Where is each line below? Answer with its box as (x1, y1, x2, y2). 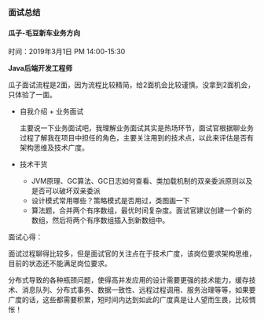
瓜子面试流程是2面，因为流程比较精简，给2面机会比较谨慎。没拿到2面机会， (8, 80, 255, 89)
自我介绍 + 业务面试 (19, 107, 84, 116)
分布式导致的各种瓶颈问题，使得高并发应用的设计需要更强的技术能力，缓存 (8, 275, 249, 285)
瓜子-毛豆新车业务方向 (8, 27, 81, 37)
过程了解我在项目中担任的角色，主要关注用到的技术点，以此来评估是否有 (19, 133, 254, 143)
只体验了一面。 (8, 90, 57, 100)
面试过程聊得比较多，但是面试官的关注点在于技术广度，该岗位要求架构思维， (8, 249, 256, 258)
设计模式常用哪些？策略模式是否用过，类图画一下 (31, 196, 190, 206)
